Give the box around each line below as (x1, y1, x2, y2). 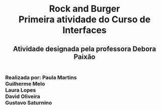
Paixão (73, 52, 96, 61)
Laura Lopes (5, 86, 36, 93)
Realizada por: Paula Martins (5, 74, 77, 81)
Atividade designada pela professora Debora (13, 44, 156, 53)
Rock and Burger (49, 3, 120, 15)
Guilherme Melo (5, 80, 45, 87)
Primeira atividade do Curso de (18, 14, 151, 25)
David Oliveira (5, 93, 40, 100)
